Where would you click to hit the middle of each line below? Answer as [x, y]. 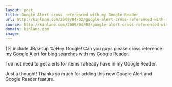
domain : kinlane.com [27, 29]
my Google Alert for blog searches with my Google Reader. [67, 54]
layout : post [19, 10]
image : [12, 34]
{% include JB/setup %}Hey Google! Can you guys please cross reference [84, 48]
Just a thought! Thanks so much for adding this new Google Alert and [79, 74]
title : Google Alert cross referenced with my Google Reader [72, 15]
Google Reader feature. [30, 79]
